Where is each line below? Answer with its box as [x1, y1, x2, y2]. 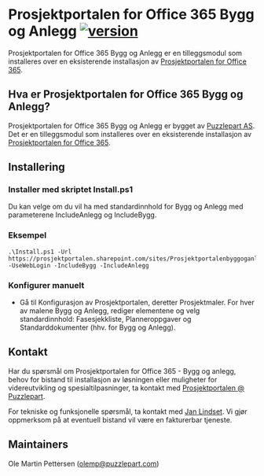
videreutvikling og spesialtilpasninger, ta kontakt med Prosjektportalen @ [8, 383, 245, 393]
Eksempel [8, 230, 47, 241]
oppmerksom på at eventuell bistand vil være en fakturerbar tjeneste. [8, 415, 233, 424]
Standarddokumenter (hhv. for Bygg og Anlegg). [19, 323, 176, 332]
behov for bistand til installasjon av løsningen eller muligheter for [8, 375, 218, 384]
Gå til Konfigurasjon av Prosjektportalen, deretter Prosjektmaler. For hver [19, 297, 255, 308]
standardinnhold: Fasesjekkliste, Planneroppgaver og [19, 315, 192, 324]
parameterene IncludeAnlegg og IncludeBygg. [8, 210, 157, 220]
